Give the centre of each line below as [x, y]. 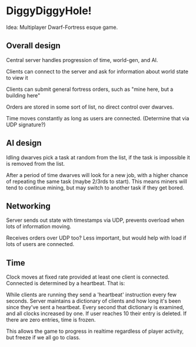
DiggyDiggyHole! [49, 11]
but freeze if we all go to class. [43, 338]
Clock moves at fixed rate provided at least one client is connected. [88, 277]
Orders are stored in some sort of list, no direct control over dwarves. [90, 107]
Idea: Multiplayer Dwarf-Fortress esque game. [62, 27]
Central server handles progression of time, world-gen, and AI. [82, 60]
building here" [23, 95]
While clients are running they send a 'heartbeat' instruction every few [91, 295]
